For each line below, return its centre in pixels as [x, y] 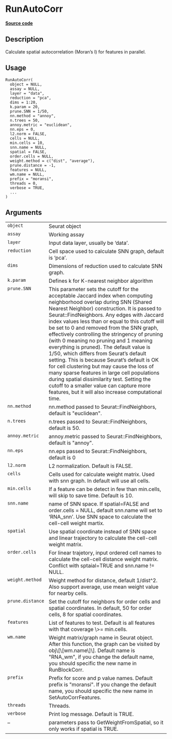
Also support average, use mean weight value [103, 587]
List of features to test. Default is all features [102, 623]
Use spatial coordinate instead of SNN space [102, 532]
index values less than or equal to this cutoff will [106, 321]
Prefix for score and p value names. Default [101, 678]
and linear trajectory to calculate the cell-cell [103, 538]
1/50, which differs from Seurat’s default [98, 354]
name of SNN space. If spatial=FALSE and [99, 504]
